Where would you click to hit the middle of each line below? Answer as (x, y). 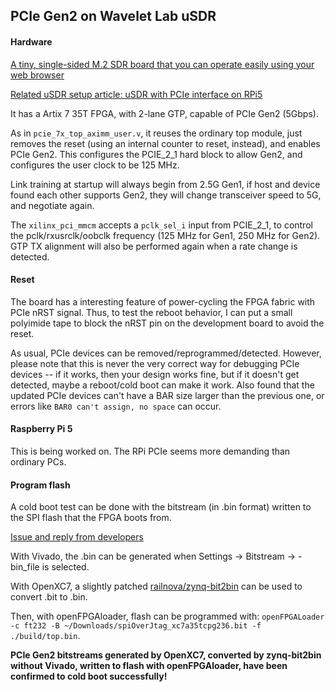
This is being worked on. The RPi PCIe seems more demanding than (150, 451)
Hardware (31, 41)
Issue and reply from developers (77, 537)
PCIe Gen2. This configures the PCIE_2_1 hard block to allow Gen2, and (156, 154)
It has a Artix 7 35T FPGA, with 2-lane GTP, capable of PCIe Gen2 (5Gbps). (164, 113)
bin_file (25, 567)
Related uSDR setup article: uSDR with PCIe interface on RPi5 (136, 94)
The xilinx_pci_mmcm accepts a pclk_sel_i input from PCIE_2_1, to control (161, 225)
